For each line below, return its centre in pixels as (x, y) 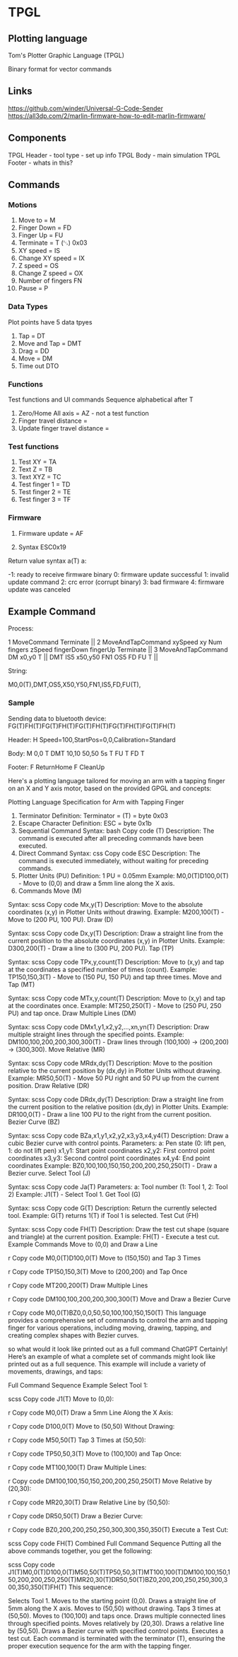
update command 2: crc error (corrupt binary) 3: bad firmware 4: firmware (116, 582)
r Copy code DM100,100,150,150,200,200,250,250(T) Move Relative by (110, 1481)
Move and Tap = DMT (50, 343)
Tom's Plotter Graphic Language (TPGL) (66, 55)
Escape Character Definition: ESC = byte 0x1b (85, 823)
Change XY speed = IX (52, 258)
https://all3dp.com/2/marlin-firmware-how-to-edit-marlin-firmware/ (107, 116)
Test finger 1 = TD (44, 484)
